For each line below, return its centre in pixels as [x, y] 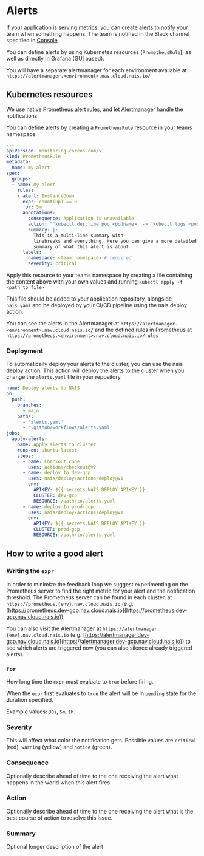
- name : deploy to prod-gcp [58, 507]
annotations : [39, 213]
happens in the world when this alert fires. [59, 782]
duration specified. [30, 699]
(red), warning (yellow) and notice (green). [59, 747]
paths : [25, 416]
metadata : [19, 162]
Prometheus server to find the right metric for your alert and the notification [101, 591]
